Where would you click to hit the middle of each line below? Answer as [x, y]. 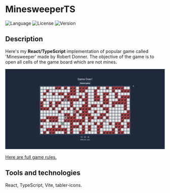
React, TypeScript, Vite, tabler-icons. [44, 185]
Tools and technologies [43, 173]
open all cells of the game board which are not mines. [61, 62]
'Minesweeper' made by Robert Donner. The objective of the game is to [80, 56]
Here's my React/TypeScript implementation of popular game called [77, 51]
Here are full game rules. [31, 157]
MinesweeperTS [40, 9]
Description [24, 39]
